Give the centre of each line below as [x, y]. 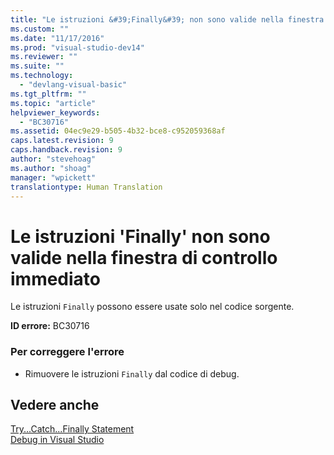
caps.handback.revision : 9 [66, 150]
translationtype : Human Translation [86, 187]
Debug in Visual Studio [57, 440]
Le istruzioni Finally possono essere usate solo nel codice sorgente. [152, 307]
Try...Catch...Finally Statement [72, 429]
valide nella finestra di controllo [144, 257]
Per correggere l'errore [67, 352]
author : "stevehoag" [53, 159]
